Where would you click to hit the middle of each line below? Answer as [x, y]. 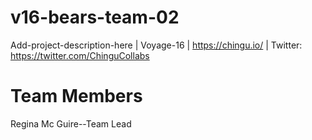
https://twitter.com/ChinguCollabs [80, 55]
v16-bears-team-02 [95, 17]
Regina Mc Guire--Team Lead [71, 123]
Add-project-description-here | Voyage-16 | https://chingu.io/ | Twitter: [156, 45]
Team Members [76, 96]
